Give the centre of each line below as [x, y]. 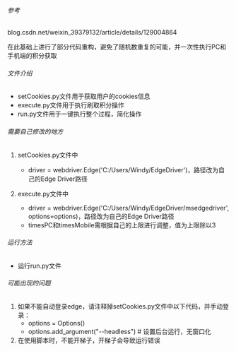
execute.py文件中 [43, 194]
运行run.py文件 [39, 266]
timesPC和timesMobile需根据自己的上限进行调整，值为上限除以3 [122, 225]
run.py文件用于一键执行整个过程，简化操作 [79, 114]
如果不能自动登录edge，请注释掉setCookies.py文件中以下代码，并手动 [120, 307]
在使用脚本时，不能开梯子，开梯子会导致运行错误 [89, 340]
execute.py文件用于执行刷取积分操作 [71, 105]
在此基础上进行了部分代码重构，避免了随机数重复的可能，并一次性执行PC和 [117, 47]
